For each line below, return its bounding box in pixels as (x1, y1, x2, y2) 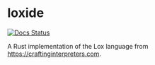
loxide (7, 5, 45, 21)
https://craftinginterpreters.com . (7, 49, 101, 58)
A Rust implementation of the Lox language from (7, 42, 149, 50)
